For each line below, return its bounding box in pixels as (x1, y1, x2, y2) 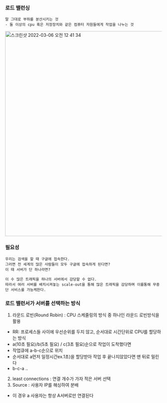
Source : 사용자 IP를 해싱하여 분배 (12, 382, 79, 388)
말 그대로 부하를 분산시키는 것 (5, 17, 59, 22)
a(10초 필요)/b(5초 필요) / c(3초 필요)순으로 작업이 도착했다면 (12, 341, 132, 347)
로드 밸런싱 (5, 4, 30, 11)
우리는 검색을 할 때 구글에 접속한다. (5, 256, 70, 262)
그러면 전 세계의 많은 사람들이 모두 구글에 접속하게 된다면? (5, 262, 110, 267)
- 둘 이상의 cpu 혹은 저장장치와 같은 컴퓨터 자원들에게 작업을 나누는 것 (5, 22, 134, 27)
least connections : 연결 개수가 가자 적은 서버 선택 (12, 376, 111, 382)
